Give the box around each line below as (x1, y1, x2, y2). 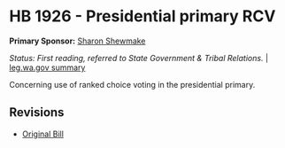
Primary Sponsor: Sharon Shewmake (9, 35, 146, 46)
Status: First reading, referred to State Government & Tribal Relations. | (9, 52, 268, 63)
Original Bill (21, 129, 65, 139)
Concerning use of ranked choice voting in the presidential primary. (9, 79, 256, 90)
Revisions (9, 105, 65, 121)
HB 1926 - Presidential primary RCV (9, 6, 276, 27)
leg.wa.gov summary (9, 62, 86, 73)
